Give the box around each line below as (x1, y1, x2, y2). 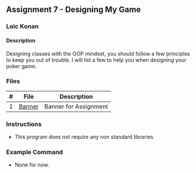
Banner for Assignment (44, 102, 108, 111)
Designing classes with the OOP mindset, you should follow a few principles (6, 50, 190, 57)
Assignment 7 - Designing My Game (6, 5, 141, 15)
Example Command (6, 148, 64, 157)
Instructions (6, 120, 42, 128)
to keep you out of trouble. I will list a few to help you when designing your (6, 56, 187, 64)
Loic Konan (6, 22, 39, 31)
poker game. (6, 62, 37, 69)
